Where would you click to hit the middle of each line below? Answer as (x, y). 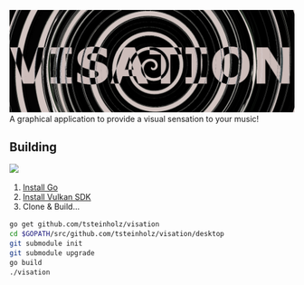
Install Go (40, 187)
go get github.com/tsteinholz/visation (85, 224)
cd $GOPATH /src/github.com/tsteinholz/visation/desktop (117, 234)
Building (33, 147)
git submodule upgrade (52, 253)
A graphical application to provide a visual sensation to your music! (134, 119)
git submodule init (46, 244)
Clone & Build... (51, 207)
